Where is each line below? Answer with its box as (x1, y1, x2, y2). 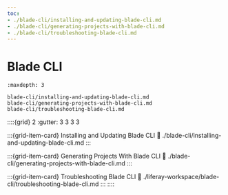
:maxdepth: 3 (7, 82, 45, 89)
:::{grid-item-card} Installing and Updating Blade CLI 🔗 (7, 132, 161, 140)
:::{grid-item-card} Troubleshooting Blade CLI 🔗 (7, 173, 142, 181)
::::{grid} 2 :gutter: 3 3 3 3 (7, 118, 81, 126)
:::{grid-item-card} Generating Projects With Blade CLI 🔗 (7, 152, 167, 161)
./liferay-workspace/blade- (143, 173, 220, 181)
